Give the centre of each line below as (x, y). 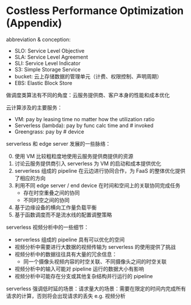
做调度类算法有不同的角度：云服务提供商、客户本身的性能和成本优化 (88, 95)
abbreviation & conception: (39, 39)
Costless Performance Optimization (95, 11)
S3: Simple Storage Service (47, 69)
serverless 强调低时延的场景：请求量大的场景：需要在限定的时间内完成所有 (96, 289)
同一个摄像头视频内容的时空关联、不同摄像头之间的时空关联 (95, 261)
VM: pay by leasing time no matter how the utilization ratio (84, 119)
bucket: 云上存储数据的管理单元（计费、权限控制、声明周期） (88, 76)
